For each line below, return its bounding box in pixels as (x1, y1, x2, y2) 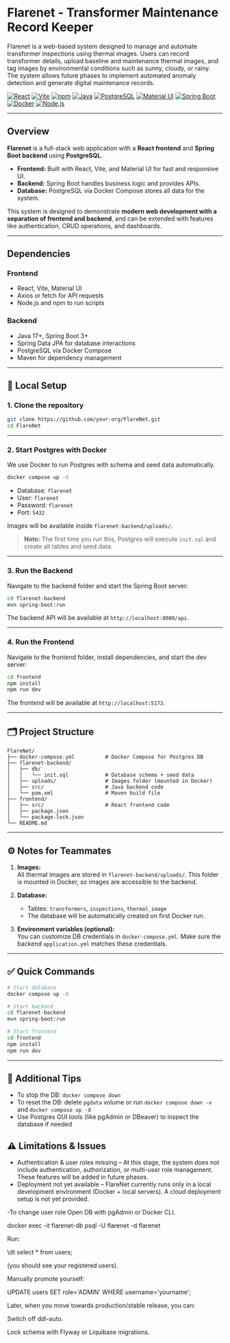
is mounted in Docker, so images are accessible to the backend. (16, 878, 198, 886)
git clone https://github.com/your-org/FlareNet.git (7, 416, 161, 423)
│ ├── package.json (7, 808, 69, 815)
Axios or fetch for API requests (16, 291, 104, 300)
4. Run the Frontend (7, 637, 75, 647)
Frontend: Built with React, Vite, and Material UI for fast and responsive (16, 164, 219, 173)
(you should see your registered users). (7, 1261, 118, 1269)
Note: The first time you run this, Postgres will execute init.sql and (23, 535, 216, 544)
